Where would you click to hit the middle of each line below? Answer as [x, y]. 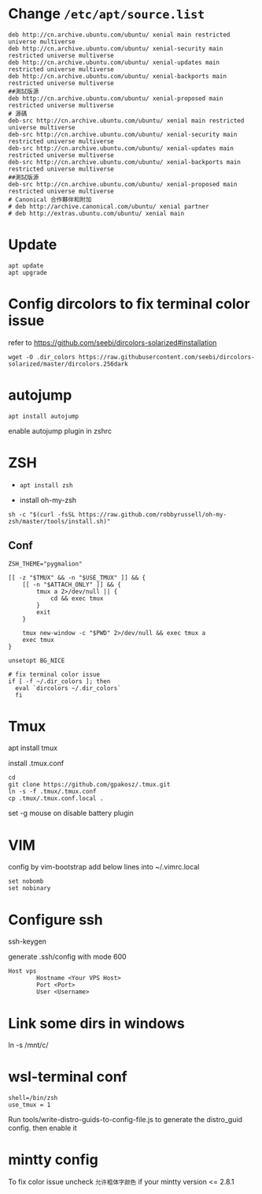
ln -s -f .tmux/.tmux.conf [52, 792]
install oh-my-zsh [48, 500]
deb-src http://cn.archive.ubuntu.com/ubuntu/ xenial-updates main [121, 148]
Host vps [22, 971]
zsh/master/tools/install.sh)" [59, 521]
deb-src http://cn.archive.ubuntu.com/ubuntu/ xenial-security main [123, 134]
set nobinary [30, 888]
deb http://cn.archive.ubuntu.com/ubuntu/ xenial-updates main [114, 62]
